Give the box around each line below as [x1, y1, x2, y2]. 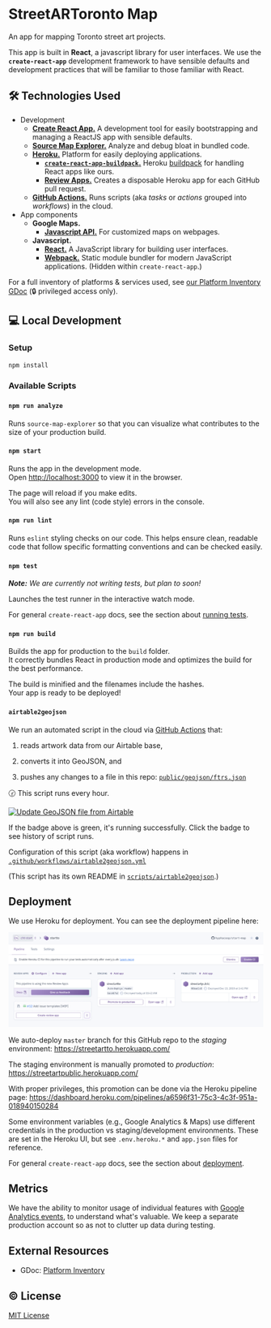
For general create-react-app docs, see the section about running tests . [8, 610, 249, 620]
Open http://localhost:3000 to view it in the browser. [8, 472, 183, 482]
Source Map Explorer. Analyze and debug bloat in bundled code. [32, 140, 250, 150]
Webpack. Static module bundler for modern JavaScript [44, 252, 232, 262]
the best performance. [8, 664, 83, 673]
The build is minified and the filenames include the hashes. [8, 679, 205, 690]
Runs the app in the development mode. [8, 463, 142, 473]
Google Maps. [32, 218, 81, 228]
